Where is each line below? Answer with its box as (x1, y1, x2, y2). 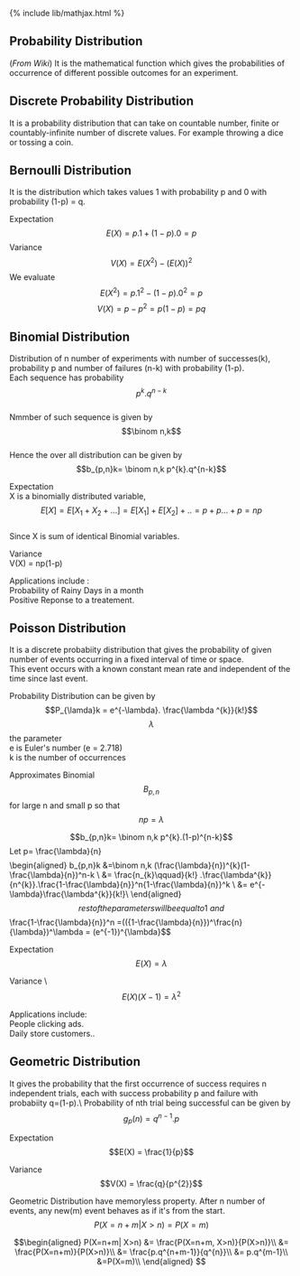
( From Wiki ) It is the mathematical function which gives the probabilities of (9, 58, 286, 69)
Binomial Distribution (9, 329, 131, 344)
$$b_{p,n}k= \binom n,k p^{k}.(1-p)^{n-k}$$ (69, 832, 233, 843)
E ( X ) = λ (135, 958, 168, 969)
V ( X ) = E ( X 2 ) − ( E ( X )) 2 (110, 256, 193, 269)
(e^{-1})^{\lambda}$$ (92, 927, 171, 937)
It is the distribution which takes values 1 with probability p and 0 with (9, 187, 268, 198)
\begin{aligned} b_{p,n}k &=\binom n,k (9, 860, 152, 871)
